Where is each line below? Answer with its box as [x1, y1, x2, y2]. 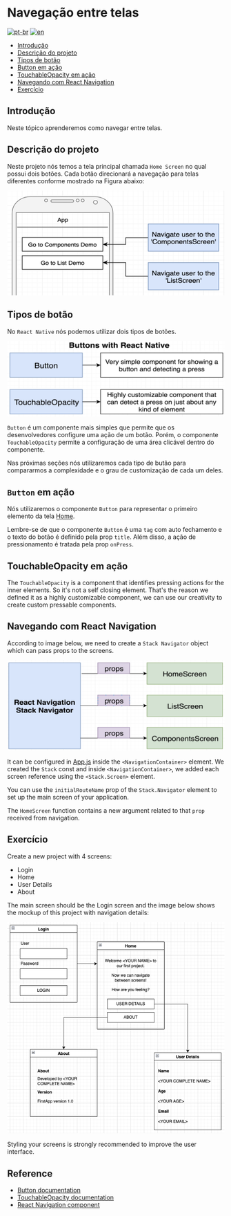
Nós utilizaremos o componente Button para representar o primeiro [7, 505, 198, 513]
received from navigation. [7, 813, 81, 822]
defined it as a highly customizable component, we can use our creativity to [7, 593, 223, 601]
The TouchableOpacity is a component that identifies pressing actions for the [7, 579, 224, 587]
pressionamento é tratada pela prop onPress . [7, 540, 134, 549]
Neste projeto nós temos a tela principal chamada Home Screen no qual [7, 162, 207, 170]
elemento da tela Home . [7, 512, 75, 520]
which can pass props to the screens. [7, 646, 114, 654]
